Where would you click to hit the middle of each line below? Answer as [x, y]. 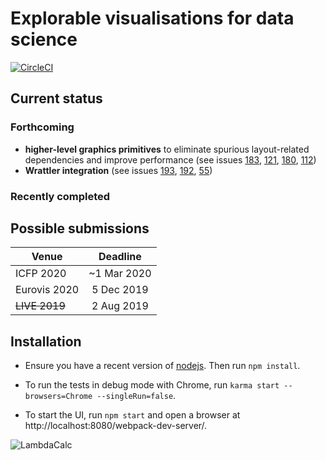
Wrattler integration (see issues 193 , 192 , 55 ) [118, 170]
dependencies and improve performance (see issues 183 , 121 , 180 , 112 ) [170, 159]
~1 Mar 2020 [120, 274]
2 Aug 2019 [120, 306]
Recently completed [60, 196]
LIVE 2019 [40, 306]
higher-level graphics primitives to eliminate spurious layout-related [167, 149]
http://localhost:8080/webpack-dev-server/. [116, 426]
